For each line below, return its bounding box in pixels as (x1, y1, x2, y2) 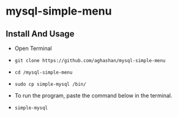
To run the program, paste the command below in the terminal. (14, 92, 172, 99)
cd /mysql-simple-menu (14, 69, 73, 76)
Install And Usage (6, 29, 75, 39)
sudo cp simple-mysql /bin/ (14, 81, 86, 87)
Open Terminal (14, 44, 53, 52)
